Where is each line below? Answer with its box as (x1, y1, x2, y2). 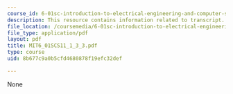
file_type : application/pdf (7, 29, 89, 37)
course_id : (7, 10, 39, 17)
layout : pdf (7, 36, 42, 43)
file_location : (7, 23, 51, 30)
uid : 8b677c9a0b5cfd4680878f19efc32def (7, 55, 123, 62)
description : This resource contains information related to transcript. (7, 17, 225, 23)
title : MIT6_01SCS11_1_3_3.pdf (7, 42, 98, 49)
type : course (7, 49, 45, 56)
